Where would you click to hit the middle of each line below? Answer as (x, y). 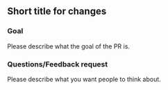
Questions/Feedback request (58, 64)
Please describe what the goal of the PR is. (69, 46)
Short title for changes (57, 11)
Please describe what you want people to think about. (84, 79)
